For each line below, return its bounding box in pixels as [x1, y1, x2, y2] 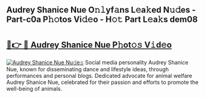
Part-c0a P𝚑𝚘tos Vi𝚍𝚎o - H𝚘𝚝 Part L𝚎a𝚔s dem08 [6, 15, 198, 25]
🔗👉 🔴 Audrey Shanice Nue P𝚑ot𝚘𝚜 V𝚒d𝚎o [6, 40, 173, 50]
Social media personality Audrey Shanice [84, 59, 188, 66]
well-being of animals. [6, 85, 62, 92]
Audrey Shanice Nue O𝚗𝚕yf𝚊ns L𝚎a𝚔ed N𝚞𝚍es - [6, 5, 196, 15]
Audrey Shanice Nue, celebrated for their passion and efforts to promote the [6, 79, 199, 86]
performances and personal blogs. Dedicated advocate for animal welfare [6, 72, 193, 79]
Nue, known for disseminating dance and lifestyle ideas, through [6, 66, 170, 72]
